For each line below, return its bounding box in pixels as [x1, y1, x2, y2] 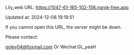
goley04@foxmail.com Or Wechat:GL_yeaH [5, 44, 96, 50]
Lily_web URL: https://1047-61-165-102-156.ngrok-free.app [5, 5, 129, 10]
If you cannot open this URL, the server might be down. [5, 24, 122, 30]
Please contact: [5, 34, 38, 40]
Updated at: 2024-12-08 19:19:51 [5, 14, 75, 20]
